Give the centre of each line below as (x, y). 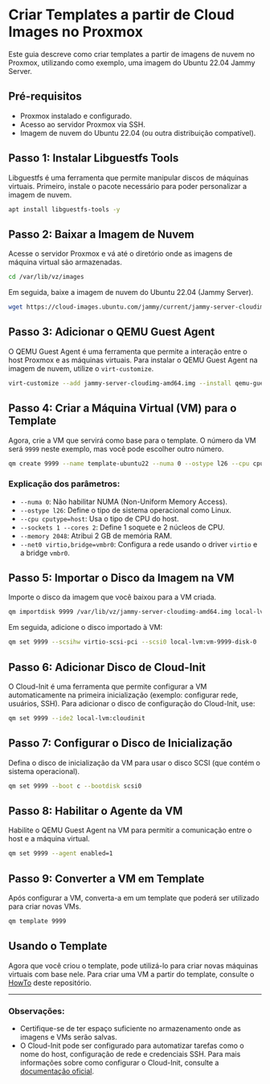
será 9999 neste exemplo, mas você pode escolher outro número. (116, 448)
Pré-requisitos (45, 97)
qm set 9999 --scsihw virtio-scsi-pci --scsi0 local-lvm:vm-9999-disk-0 (133, 642)
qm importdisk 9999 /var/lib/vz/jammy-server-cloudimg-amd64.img (120, 612)
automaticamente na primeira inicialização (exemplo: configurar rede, (123, 695)
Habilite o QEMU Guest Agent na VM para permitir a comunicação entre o (130, 830)
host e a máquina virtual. (49, 839)
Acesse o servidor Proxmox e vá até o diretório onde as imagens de (121, 254)
